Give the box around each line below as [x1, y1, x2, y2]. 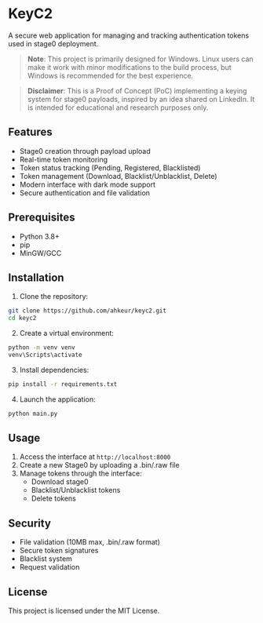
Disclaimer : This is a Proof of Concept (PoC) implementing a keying [27, 86, 247, 95]
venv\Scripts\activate [8, 351, 82, 359]
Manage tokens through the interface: [19, 468, 143, 479]
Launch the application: [19, 394, 96, 404]
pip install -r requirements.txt [8, 380, 118, 388]
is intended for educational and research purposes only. [27, 103, 209, 112]
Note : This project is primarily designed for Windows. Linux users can [27, 54, 254, 64]
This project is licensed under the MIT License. [8, 606, 160, 616]
